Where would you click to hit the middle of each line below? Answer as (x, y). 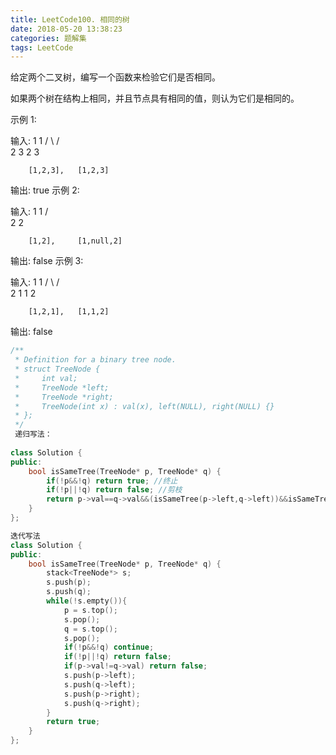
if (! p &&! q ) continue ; (109, 647)
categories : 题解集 (48, 38)
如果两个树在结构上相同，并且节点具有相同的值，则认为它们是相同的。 (155, 98)
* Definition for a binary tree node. (95, 360)
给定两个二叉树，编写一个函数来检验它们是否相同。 (115, 77)
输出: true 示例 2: (45, 190)
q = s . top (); (90, 629)
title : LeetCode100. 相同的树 (70, 19)
